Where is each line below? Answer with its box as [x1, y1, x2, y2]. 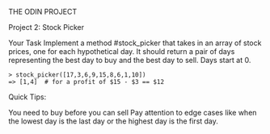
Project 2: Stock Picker [8, 23, 85, 31]
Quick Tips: [8, 92, 47, 102]
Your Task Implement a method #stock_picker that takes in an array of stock [8, 38, 262, 48]
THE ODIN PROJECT [8, 7, 78, 16]
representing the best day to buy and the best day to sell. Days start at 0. [8, 56, 251, 65]
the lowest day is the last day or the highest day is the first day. [8, 116, 218, 126]
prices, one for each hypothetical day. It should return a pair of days [8, 47, 235, 56]
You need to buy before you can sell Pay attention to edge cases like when [8, 108, 257, 117]
